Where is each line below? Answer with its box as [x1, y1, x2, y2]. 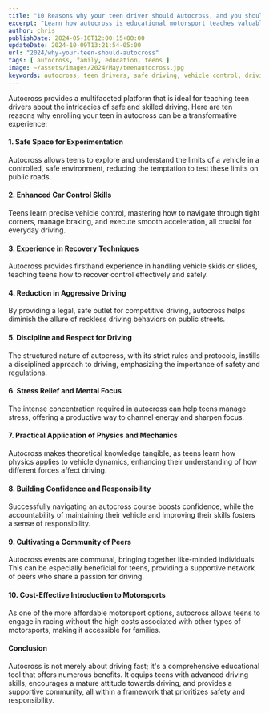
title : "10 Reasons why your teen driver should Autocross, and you [8, 11, 242, 20]
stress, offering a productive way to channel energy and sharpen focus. [8, 412, 245, 421]
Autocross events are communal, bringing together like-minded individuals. [8, 554, 256, 565]
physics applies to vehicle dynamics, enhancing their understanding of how [8, 457, 258, 467]
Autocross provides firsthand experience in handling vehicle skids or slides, [8, 261, 258, 271]
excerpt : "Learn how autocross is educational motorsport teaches [8, 19, 235, 27]
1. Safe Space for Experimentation [8, 137, 124, 147]
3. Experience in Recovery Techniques [8, 244, 139, 253]
